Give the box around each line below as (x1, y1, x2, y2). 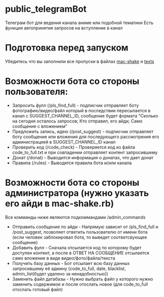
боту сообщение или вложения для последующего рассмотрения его (12, 134, 160, 140)
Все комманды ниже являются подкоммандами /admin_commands (5, 214, 146, 220)
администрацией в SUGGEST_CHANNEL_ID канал (12, 139, 116, 145)
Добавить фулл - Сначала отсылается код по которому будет (12, 244, 141, 250)
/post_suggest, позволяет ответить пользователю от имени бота (12, 229, 148, 235)
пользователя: (5, 86, 68, 97)
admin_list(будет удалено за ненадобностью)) (12, 270, 109, 276)
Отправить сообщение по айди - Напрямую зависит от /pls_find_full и (12, 224, 159, 230)
